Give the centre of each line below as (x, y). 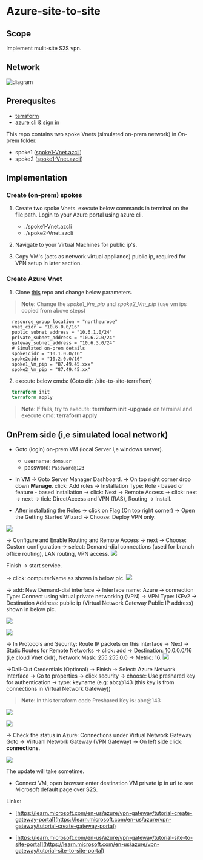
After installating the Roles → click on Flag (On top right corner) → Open (105, 511)
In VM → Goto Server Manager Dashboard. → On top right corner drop (103, 479)
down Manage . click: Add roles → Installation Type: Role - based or (99, 486)
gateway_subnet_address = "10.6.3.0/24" (63, 343)
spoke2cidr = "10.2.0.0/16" (47, 359)
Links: (14, 802)
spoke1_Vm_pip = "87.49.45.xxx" (53, 364)
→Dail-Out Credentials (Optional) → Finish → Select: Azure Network (91, 670)
